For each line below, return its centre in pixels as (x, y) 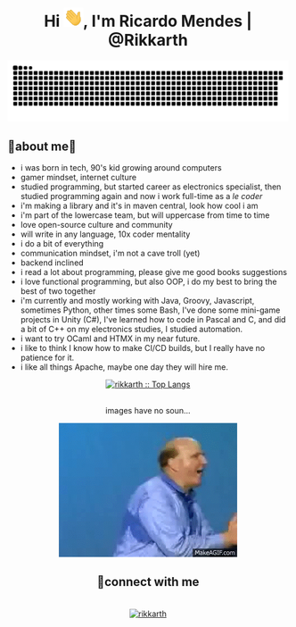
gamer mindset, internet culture (78, 178)
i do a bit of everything (62, 244)
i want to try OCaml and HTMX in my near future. (110, 339)
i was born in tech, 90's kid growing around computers (121, 168)
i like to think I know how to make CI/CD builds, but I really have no (143, 348)
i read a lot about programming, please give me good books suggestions (154, 272)
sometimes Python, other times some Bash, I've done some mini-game (150, 310)
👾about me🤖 (42, 147)
